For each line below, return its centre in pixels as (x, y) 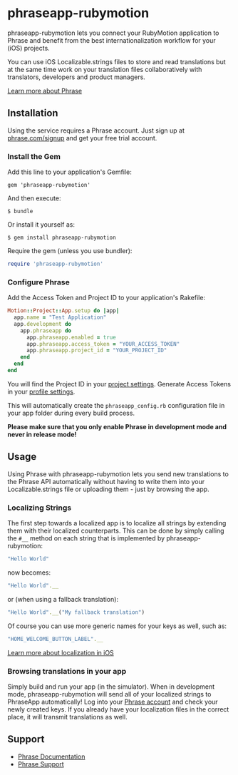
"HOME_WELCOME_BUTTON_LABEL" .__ (55, 639)
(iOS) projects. (29, 48)
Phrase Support (41, 764)
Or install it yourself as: (41, 225)
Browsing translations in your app (67, 671)
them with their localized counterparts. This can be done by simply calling (116, 531)
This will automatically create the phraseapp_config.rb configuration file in (116, 405)
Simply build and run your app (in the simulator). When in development (111, 687)
